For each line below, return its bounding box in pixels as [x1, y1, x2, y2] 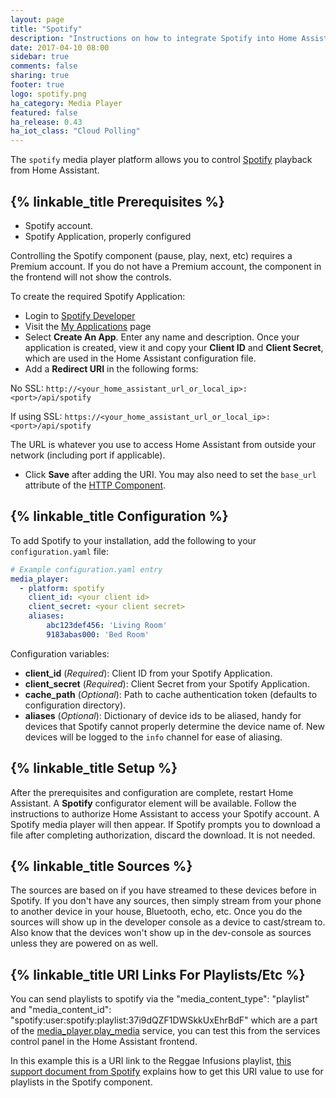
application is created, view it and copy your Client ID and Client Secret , [24, 341, 324, 353]
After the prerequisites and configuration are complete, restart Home [10, 786, 294, 798]
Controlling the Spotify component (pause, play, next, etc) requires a [10, 249, 293, 261]
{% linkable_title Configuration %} [10, 508, 229, 525]
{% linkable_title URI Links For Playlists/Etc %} [10, 966, 306, 983]
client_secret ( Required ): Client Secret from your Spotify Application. [24, 677, 310, 690]
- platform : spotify [19, 583, 105, 593]
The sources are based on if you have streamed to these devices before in [10, 884, 317, 896]
